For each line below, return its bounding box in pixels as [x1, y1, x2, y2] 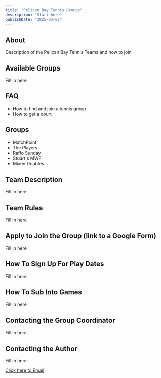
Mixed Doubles [12, 160, 45, 166]
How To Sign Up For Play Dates [5, 260, 104, 268]
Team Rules [5, 203, 43, 212]
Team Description [5, 176, 63, 184]
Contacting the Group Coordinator [5, 316, 115, 325]
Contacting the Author [5, 344, 77, 353]
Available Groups [5, 64, 61, 73]
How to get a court [12, 111, 52, 117]
